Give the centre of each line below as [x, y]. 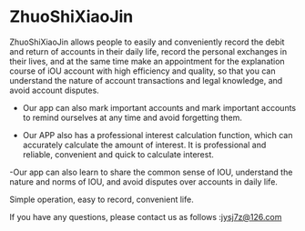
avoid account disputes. [55, 90]
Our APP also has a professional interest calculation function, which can [158, 135]
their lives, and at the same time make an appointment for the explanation [147, 61]
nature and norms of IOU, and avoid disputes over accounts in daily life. [143, 181]
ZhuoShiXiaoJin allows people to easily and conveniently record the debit [147, 42]
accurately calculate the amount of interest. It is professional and [144, 145]
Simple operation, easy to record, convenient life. [102, 199]
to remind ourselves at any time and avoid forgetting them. [132, 117]
